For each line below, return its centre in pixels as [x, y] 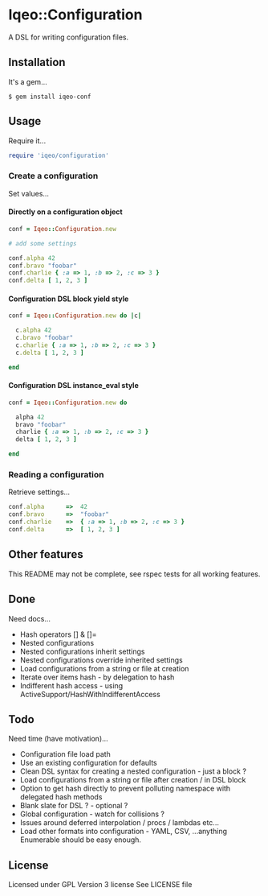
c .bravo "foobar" [45, 338]
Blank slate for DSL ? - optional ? [74, 806]
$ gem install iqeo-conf [50, 97]
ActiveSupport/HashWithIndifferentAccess [90, 694]
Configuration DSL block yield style [69, 299]
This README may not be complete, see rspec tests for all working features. [134, 574]
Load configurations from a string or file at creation [104, 668]
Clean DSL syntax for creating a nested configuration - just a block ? [133, 771]
